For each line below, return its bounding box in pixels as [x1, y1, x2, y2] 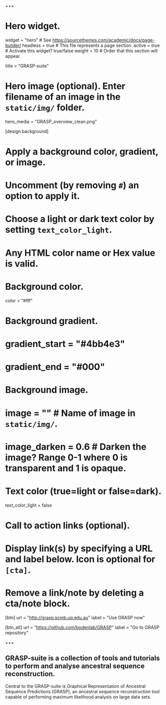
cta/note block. [5, 598, 70, 609]
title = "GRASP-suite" [5, 62, 49, 68]
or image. [5, 157, 46, 168]
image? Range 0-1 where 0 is [5, 452, 128, 463]
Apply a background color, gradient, [5, 146, 158, 158]
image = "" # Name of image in [5, 407, 136, 418]
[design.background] [5, 128, 49, 134]
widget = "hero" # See [5, 37, 52, 43]
